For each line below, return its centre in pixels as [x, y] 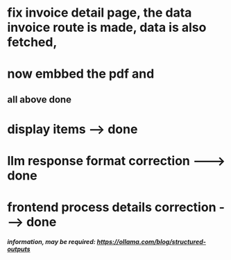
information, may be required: [51, 241]
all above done [39, 99]
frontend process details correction [112, 208]
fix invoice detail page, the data [100, 13]
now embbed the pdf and [81, 74]
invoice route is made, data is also [107, 27]
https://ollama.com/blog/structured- [152, 241]
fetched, [32, 42]
